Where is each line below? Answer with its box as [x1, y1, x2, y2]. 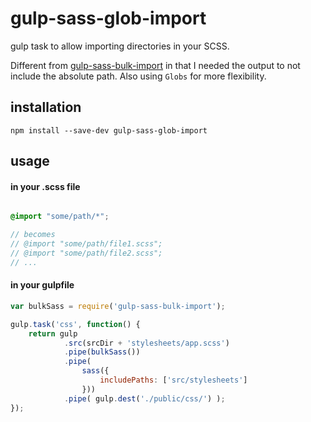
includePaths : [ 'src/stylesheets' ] [99, 375, 248, 386]
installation [10, 99, 82, 116]
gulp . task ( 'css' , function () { [10, 319, 141, 329]
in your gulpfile [10, 279, 75, 291]
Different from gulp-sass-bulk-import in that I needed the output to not [10, 59, 301, 71]
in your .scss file [10, 180, 81, 192]
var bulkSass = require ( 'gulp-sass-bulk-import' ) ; [10, 301, 226, 311]
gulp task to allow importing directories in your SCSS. [10, 40, 230, 52]
